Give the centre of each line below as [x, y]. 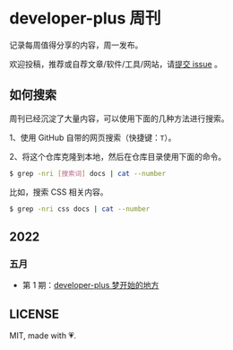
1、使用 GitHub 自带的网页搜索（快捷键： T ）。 [93, 137]
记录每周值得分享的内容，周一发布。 [76, 45]
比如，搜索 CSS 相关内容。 [59, 192]
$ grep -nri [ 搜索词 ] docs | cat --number [88, 173]
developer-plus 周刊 [85, 18]
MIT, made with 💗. [43, 336]
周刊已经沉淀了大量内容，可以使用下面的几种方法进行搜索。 [119, 118]
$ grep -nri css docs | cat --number [80, 209]
